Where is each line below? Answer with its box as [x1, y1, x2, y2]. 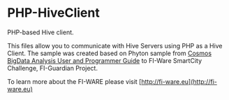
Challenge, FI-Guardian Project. [7, 64, 98, 72]
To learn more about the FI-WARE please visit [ [7, 77, 142, 85]
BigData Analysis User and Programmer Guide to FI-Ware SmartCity [7, 56, 202, 64]
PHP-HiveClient [7, 5, 100, 21]
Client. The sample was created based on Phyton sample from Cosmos [7, 49, 212, 57]
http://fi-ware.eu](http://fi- [140, 77, 218, 85]
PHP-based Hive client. [7, 28, 75, 36]
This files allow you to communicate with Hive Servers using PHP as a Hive [7, 41, 223, 50]
